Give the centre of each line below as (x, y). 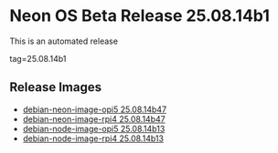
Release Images (56, 87)
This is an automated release (64, 41)
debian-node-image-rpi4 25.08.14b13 (93, 138)
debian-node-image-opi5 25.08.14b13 (94, 128)
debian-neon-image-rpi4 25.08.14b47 (94, 118)
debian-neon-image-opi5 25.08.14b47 (95, 109)
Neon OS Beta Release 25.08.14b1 (139, 16)
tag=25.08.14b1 (38, 58)
